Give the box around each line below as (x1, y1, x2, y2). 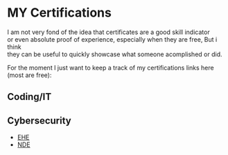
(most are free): (7, 71, 52, 79)
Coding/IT (7, 91, 52, 103)
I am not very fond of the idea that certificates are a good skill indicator (7, 28, 210, 36)
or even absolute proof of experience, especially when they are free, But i (7, 35, 218, 43)
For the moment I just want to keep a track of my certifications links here (7, 63, 214, 72)
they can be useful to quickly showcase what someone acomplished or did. (7, 50, 222, 58)
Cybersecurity (7, 115, 71, 127)
